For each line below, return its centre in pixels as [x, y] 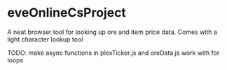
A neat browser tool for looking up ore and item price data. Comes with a [112, 32]
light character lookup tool [45, 39]
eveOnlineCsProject [67, 13]
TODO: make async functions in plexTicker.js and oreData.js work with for [113, 53]
